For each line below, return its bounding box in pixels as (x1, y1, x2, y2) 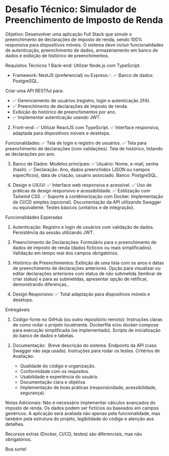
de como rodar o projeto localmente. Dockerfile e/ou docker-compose (12, 321, 159, 327)
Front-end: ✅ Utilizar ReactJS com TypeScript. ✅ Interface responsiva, (12, 124, 160, 130)
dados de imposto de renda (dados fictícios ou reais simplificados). (12, 244, 153, 251)
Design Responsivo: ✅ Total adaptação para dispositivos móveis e (12, 291, 150, 297)
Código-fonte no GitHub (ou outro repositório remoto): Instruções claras (12, 316, 162, 322)
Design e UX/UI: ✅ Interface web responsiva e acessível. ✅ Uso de (12, 182, 152, 188)
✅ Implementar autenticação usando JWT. (12, 114, 101, 120)
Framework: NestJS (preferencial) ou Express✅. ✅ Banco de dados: (12, 72, 154, 78)
